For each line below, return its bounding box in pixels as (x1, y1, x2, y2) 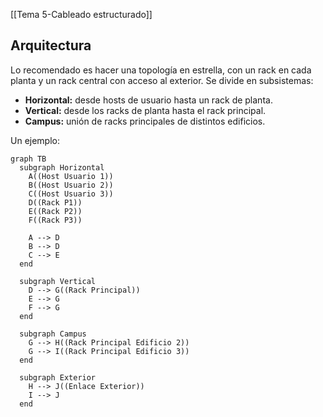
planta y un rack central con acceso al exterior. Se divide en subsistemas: (10, 74, 314, 86)
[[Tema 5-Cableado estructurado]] (10, 9, 153, 20)
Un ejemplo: (10, 134, 60, 146)
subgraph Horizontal (19, 162, 105, 173)
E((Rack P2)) (28, 206, 83, 216)
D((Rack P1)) (28, 197, 83, 208)
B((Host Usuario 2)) (28, 180, 114, 190)
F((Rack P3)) (28, 215, 83, 225)
